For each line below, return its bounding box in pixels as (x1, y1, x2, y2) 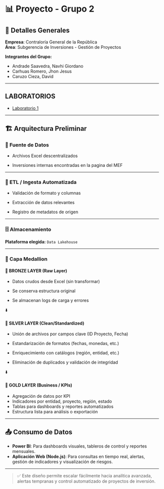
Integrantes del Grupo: (5, 54, 52, 60)
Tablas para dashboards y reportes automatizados (12, 403, 114, 409)
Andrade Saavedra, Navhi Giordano (12, 63, 84, 69)
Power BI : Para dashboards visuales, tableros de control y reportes (12, 443, 147, 449)
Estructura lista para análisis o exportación (12, 408, 98, 414)
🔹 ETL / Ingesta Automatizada (5, 179, 77, 185)
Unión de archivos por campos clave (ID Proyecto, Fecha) (12, 331, 128, 337)
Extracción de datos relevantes (12, 199, 75, 205)
